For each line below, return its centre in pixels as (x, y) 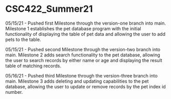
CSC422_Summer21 (49, 9)
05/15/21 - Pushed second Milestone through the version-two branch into (83, 49)
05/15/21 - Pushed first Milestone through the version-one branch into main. (85, 23)
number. (14, 92)
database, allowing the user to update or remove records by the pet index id (85, 86)
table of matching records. (33, 66)
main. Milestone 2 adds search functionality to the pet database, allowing (83, 55)
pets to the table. (23, 39)
